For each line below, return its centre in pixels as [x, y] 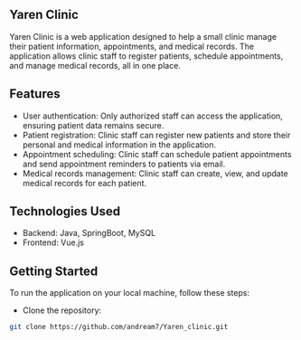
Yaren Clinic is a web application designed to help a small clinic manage [143, 36]
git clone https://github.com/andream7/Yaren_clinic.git [119, 327]
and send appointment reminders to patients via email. [124, 164]
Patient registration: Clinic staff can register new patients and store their [156, 135]
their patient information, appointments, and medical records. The [132, 46]
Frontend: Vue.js [53, 242]
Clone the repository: [62, 310]
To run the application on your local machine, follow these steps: [130, 293]
